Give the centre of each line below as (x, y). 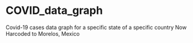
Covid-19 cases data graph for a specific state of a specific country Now (96, 27)
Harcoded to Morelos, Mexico (43, 33)
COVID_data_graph (54, 11)
